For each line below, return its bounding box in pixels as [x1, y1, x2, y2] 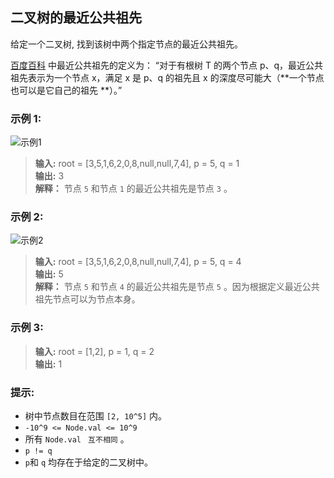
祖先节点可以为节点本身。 [34, 293, 141, 305]
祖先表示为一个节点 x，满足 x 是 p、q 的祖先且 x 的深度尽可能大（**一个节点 [10, 71, 325, 83]
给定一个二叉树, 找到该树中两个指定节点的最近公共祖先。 [10, 38, 243, 50]
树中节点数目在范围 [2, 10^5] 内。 [24, 410, 168, 422]
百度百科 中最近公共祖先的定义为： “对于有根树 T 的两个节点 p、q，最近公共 [10, 59, 324, 71]
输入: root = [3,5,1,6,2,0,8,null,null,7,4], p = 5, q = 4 [34, 256, 242, 268]
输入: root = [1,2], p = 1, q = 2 [34, 345, 155, 357]
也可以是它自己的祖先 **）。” [10, 84, 123, 96]
